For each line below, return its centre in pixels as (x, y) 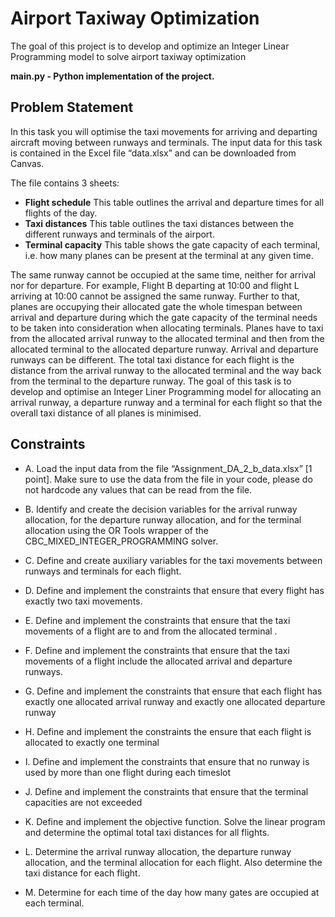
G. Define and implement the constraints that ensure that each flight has (173, 691)
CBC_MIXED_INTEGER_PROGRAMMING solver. (121, 541)
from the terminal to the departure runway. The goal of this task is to (151, 381)
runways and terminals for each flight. (103, 571)
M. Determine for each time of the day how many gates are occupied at (172, 892)
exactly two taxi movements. (83, 601)
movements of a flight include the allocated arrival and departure (158, 661)
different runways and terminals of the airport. (119, 234)
